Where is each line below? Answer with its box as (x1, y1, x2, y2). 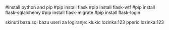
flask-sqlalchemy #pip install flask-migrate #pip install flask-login (5, 9, 141, 15)
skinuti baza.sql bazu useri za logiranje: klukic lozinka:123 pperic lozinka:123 (5, 19, 164, 25)
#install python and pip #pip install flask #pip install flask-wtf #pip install (5, 4, 155, 10)
